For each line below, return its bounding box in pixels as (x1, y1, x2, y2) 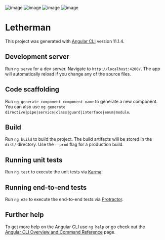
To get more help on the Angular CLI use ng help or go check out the (5, 224, 145, 230)
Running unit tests (5, 156, 63, 164)
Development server (5, 52, 70, 61)
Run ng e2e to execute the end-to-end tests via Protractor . (5, 197, 124, 202)
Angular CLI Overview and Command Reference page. (5, 229, 116, 235)
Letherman (5, 22, 51, 33)
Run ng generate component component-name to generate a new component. (5, 98, 158, 104)
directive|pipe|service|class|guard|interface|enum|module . (5, 109, 130, 115)
